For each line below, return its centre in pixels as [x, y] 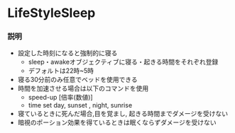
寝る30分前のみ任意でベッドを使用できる [77, 80]
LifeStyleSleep [51, 13]
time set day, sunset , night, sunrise [80, 105]
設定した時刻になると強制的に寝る [67, 53]
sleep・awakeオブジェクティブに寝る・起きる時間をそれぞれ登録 [123, 62]
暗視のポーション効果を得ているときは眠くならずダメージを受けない [117, 122]
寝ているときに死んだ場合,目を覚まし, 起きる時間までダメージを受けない [123, 114]
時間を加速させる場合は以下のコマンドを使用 [83, 88]
